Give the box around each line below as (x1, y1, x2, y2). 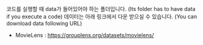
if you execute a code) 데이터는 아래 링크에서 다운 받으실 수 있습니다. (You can (6, 13, 197, 20)
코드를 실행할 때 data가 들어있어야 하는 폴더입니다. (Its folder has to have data (6, 5, 196, 12)
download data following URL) (6, 20, 83, 27)
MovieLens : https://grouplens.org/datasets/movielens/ (15, 32, 154, 38)
